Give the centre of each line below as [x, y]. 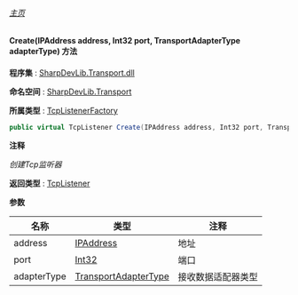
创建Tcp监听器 [35, 164]
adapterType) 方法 [43, 52]
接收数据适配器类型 [218, 276]
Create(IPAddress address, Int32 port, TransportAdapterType [125, 41]
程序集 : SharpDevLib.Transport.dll [72, 72]
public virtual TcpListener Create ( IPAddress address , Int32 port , [137, 127]
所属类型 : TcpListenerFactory [63, 110]
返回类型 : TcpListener [50, 183]
